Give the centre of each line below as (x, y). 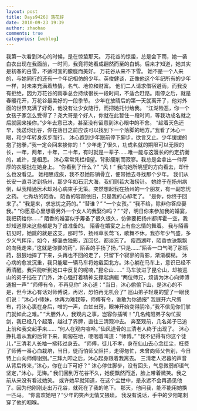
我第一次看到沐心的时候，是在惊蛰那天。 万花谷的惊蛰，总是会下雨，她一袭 (97, 56)
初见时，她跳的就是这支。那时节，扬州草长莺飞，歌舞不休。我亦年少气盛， (96, 233)
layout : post (22, 11)
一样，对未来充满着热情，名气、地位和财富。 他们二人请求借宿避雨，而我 (94, 86)
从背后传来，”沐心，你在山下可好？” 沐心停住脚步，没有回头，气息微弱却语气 (98, 365)
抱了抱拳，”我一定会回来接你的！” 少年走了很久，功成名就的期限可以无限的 (95, 145)
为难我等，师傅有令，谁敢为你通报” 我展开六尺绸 (123, 299)
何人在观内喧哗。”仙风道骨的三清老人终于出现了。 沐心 (124, 329)
